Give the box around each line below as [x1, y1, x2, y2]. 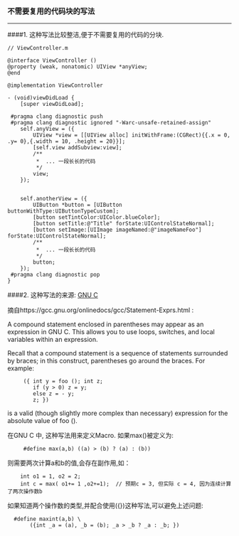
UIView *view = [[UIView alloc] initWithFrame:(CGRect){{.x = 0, [33, 132, 231, 139]
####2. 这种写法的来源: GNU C [7, 291, 98, 299]
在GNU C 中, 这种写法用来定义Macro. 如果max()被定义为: [7, 432, 174, 440]
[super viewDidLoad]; [20, 101, 84, 108]
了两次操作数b [7, 488, 43, 495]
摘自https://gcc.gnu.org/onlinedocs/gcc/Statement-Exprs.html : [7, 306, 194, 314]
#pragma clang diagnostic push [10, 113, 103, 120]
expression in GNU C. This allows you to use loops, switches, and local [7, 328, 215, 336]
